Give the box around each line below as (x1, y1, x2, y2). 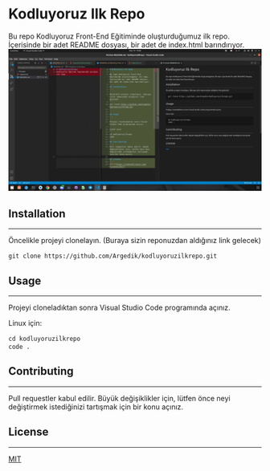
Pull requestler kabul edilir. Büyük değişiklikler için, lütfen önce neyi (8, 393, 231, 403)
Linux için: (8, 319, 43, 328)
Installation (8, 206, 66, 221)
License (8, 425, 49, 439)
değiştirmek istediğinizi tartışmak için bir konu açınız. (8, 402, 183, 412)
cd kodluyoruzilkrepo (8, 335, 81, 343)
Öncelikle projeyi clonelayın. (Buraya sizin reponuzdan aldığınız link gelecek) (8, 236, 261, 246)
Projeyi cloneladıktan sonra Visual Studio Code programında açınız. (8, 302, 231, 313)
